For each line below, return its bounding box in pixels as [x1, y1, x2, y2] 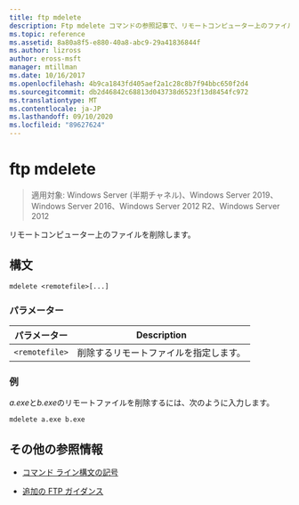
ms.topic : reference [9, 29, 86, 38]
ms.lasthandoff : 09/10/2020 [9, 112, 114, 121]
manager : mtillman [9, 63, 77, 72]
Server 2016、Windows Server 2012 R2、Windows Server [67, 200, 280, 211]
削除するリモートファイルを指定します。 [77, 346, 246, 359]
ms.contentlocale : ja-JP [9, 104, 101, 113]
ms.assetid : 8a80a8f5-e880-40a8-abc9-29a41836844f [9, 37, 201, 47]
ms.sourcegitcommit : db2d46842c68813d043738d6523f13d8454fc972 [9, 87, 249, 96]
